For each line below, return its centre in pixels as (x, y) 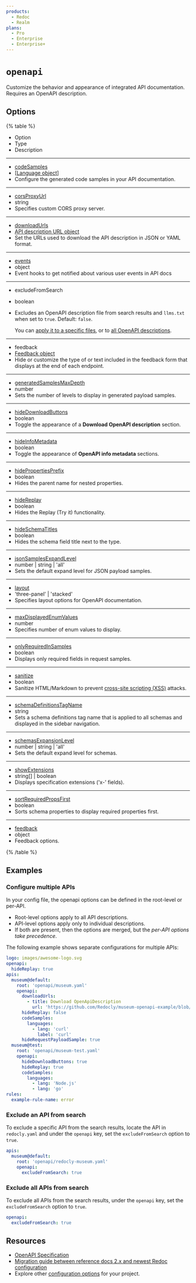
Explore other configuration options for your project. (77, 1274)
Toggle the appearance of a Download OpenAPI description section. (98, 424)
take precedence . (36, 936)
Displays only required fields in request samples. (73, 658)
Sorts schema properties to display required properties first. (87, 811)
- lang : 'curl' (50, 1029)
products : (18, 11)
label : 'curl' (54, 1035)
